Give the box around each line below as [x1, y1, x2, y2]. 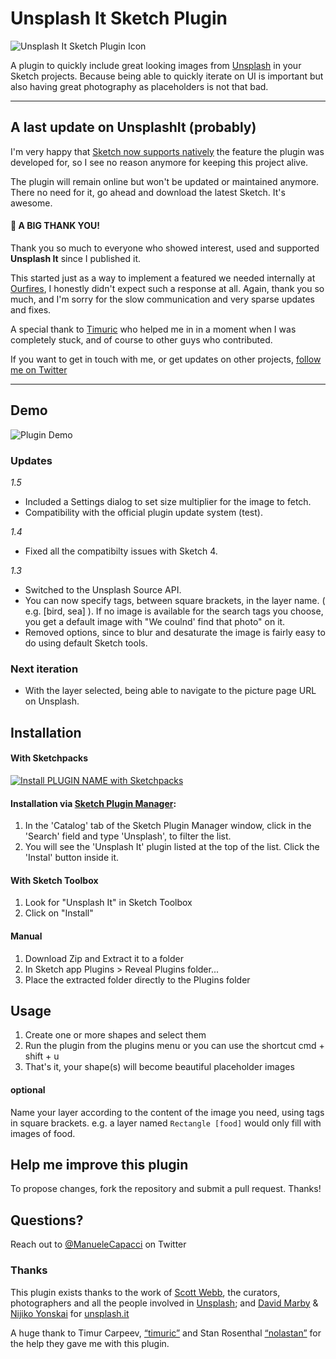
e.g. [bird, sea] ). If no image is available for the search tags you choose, [24, 605, 324, 617]
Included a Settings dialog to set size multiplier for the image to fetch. [24, 496, 312, 508]
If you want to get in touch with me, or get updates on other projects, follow [10, 353, 322, 365]
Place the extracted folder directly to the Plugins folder [24, 973, 251, 986]
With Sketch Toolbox [10, 874, 99, 886]
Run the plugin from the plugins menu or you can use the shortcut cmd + [24, 1040, 325, 1052]
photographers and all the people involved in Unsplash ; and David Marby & [10, 1297, 319, 1309]
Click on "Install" [24, 907, 94, 919]
